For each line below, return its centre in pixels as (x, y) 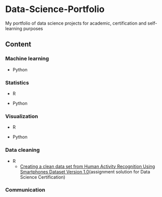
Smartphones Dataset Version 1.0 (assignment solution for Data (85, 171)
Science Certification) (43, 177)
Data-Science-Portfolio (55, 9)
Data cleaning (23, 150)
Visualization (22, 116)
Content (18, 44)
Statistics (17, 82)
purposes (33, 28)
